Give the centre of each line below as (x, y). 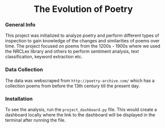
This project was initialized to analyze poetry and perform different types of (82, 35)
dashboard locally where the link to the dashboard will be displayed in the (80, 115)
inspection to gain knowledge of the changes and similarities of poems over (82, 41)
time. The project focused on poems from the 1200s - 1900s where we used (83, 46)
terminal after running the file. (35, 120)
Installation (19, 99)
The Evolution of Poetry (83, 9)
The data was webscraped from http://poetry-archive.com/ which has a (80, 80)
